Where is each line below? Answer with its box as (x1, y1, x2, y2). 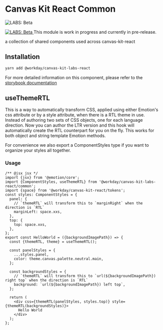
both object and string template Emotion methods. (5, 133, 106, 139)
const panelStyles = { (9, 248, 56, 253)
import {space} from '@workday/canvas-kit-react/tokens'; (5, 188, 125, 193)
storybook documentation (5, 80, 57, 86)
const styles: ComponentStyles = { (5, 192, 78, 197)
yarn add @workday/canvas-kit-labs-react (5, 66, 91, 70)
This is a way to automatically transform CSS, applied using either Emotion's (5, 107, 159, 113)
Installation (5, 53, 40, 61)
